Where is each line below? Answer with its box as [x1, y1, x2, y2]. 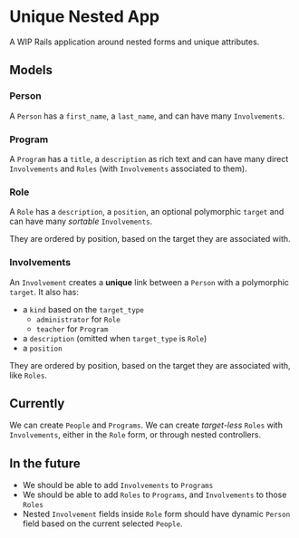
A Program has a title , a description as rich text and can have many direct [9, 153, 289, 164]
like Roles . [9, 370, 48, 380]
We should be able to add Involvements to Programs [22, 480, 214, 491]
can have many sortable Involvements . [9, 216, 153, 227]
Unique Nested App [9, 6, 160, 27]
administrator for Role [35, 313, 121, 324]
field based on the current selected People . [22, 518, 183, 529]
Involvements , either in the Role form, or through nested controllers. [9, 429, 261, 440]
